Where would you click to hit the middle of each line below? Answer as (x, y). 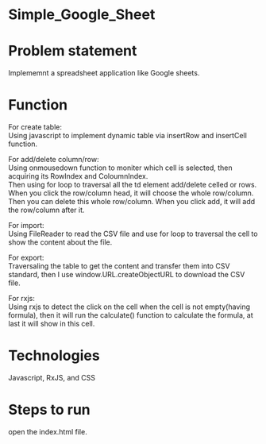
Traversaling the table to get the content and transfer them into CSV (119, 266)
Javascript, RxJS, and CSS (52, 378)
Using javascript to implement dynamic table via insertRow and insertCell (128, 136)
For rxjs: (22, 299)
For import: (27, 226)
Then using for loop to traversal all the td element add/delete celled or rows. (133, 185)
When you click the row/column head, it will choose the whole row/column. (131, 193)
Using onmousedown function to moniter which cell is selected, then (120, 168)
